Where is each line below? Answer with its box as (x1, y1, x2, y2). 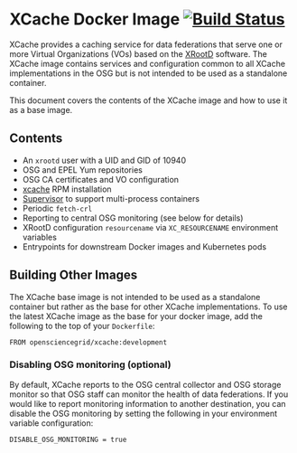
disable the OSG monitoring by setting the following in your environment (9, 408, 278, 419)
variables (22, 231, 57, 242)
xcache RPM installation (22, 184, 112, 194)
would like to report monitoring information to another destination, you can (9, 398, 286, 409)
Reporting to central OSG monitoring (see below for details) (22, 212, 244, 223)
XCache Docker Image (9, 9, 181, 30)
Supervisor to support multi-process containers (22, 193, 200, 203)
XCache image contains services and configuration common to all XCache (9, 58, 286, 69)
